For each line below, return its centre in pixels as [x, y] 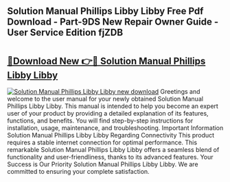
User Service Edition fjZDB [65, 32]
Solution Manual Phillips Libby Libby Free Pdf [105, 11]
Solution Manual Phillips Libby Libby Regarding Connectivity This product [111, 135]
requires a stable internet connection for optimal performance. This [102, 142]
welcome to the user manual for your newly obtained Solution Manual [105, 99]
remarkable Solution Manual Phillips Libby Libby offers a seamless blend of [113, 149]
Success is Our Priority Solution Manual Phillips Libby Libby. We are [103, 164]
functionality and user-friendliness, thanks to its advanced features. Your [111, 157]
